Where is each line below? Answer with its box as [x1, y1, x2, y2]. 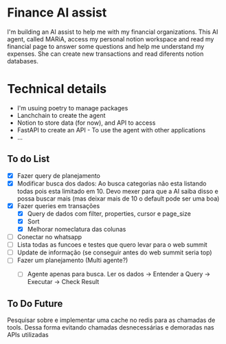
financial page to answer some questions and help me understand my [7, 42, 205, 50]
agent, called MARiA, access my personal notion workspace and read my [7, 34, 214, 43]
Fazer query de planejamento [16, 171, 101, 180]
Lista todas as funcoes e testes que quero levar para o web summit [16, 241, 207, 249]
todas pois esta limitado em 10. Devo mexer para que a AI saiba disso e [16, 187, 218, 195]
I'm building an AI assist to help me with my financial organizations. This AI [7, 28, 218, 36]
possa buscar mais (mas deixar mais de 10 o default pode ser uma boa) [16, 194, 220, 203]
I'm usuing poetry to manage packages [16, 103, 128, 112]
